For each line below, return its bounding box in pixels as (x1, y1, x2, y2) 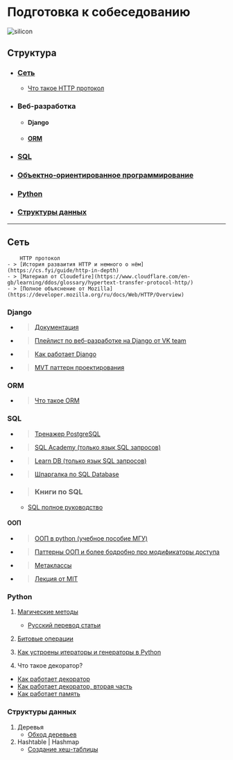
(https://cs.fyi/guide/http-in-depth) (7, 267, 119, 274)
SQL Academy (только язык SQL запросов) (34, 443, 162, 451)
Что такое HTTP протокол (27, 84, 105, 92)
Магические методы (17, 608, 78, 616)
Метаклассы (34, 561, 72, 569)
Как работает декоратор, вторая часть (17, 682, 133, 691)
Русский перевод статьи (27, 621, 101, 630)
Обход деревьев (27, 730, 77, 738)
